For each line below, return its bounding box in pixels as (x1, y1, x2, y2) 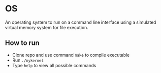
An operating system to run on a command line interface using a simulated (5, 19, 157, 25)
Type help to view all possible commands (12, 62, 97, 68)
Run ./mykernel (12, 57, 44, 63)
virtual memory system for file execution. (5, 24, 89, 30)
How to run (5, 39, 40, 47)
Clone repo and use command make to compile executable (12, 52, 129, 58)
